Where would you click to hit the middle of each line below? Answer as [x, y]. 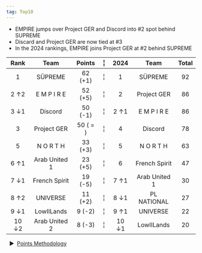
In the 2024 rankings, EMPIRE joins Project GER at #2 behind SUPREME [103, 48]
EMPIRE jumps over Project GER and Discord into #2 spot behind [95, 29]
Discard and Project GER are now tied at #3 [69, 41]
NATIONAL [154, 201]
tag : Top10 [20, 12]
